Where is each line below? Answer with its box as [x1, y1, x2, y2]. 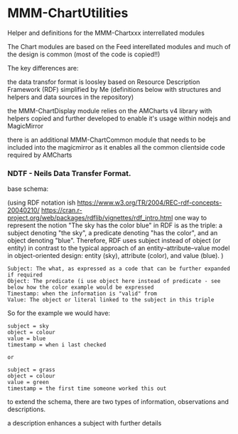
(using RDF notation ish [7, 198, 76, 207]
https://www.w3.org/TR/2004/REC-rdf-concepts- [77, 198, 222, 207]
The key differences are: [7, 63, 80, 72]
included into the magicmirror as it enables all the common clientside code [7, 143, 225, 151]
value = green [7, 379, 50, 386]
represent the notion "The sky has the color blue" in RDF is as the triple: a [7, 221, 222, 229]
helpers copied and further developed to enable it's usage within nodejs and [7, 114, 231, 123]
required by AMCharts [7, 150, 72, 159]
